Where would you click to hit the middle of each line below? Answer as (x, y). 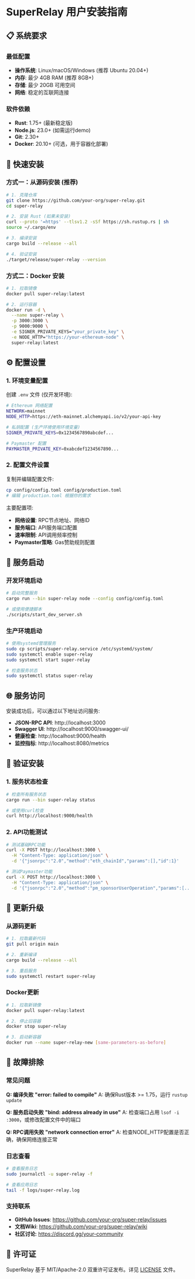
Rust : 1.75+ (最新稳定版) (44, 123)
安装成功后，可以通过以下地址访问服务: (53, 711)
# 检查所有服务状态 (26, 794)
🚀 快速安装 (25, 164)
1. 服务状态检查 (27, 782)
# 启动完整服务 (22, 593)
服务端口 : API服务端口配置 (46, 527)
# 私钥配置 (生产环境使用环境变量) (43, 427)
